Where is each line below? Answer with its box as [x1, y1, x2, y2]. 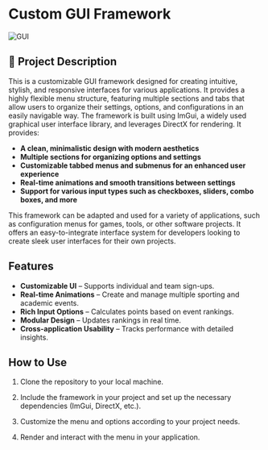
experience [19, 169, 60, 178]
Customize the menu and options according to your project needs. [19, 417, 241, 427]
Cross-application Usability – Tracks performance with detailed [19, 323, 234, 333]
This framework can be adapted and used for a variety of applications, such [8, 210, 260, 220]
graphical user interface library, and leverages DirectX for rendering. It [8, 119, 241, 129]
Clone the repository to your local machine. [19, 377, 163, 387]
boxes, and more [19, 194, 78, 204]
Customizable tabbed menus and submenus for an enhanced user [19, 160, 246, 170]
